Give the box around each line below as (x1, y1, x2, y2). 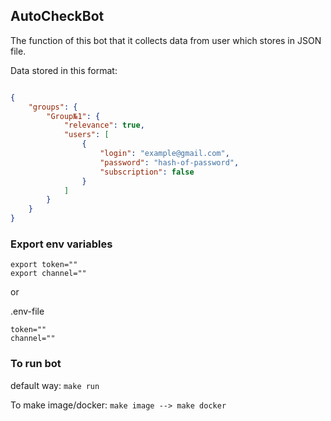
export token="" (10, 260, 78, 270)
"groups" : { (28, 102, 78, 112)
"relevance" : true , (63, 120, 145, 131)
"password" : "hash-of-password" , (99, 157, 240, 168)
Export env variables (10, 237, 113, 251)
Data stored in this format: (10, 64, 118, 76)
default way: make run (10, 379, 100, 391)
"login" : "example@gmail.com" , (99, 149, 230, 159)
